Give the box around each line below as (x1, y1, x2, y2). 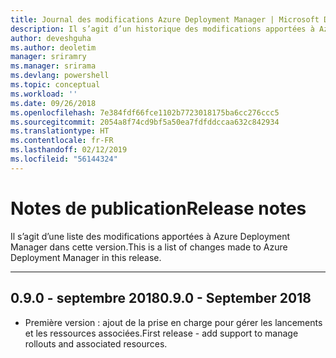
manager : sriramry (10, 52, 87, 62)
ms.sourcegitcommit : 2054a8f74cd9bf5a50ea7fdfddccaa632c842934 (10, 117, 280, 127)
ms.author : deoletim (10, 42, 97, 53)
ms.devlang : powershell (10, 71, 110, 81)
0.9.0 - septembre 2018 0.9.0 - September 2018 (10, 290, 312, 307)
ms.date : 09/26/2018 (10, 98, 97, 108)
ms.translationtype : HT (10, 126, 110, 136)
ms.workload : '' (10, 89, 78, 99)
